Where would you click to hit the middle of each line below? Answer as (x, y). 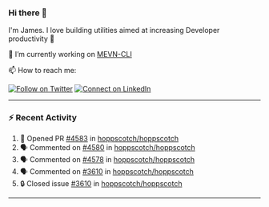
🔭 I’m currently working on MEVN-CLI (70, 55)
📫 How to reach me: (42, 71)
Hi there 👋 (28, 13)
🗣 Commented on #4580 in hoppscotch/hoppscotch (108, 147)
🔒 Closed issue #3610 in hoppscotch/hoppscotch (101, 183)
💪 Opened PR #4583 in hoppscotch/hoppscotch (99, 138)
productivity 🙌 (31, 39)
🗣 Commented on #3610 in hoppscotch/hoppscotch (107, 171)
